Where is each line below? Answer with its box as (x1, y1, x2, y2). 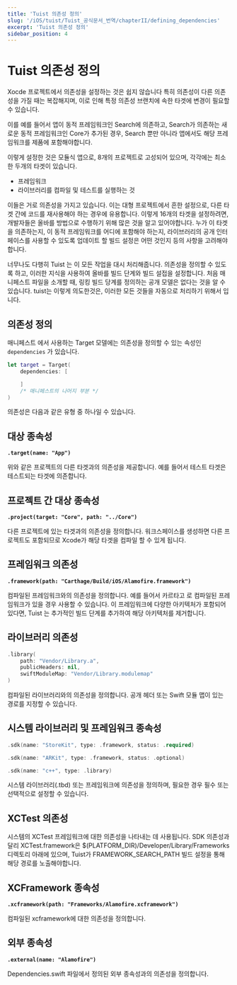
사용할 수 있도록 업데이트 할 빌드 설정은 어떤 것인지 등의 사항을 (31, 237, 204, 245)
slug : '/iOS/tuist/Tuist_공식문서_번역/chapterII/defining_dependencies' (7, 17, 221, 24)
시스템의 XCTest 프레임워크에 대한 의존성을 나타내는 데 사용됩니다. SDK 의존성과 (7, 833, 230, 841)
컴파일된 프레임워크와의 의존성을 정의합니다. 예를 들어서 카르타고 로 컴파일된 (7, 591, 217, 599)
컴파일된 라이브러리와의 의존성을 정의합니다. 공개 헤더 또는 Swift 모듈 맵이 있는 (7, 691, 224, 699)
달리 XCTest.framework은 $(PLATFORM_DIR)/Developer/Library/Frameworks (7, 841, 230, 850)
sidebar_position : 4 (7, 30, 69, 38)
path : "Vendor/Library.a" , (20, 657, 100, 664)
